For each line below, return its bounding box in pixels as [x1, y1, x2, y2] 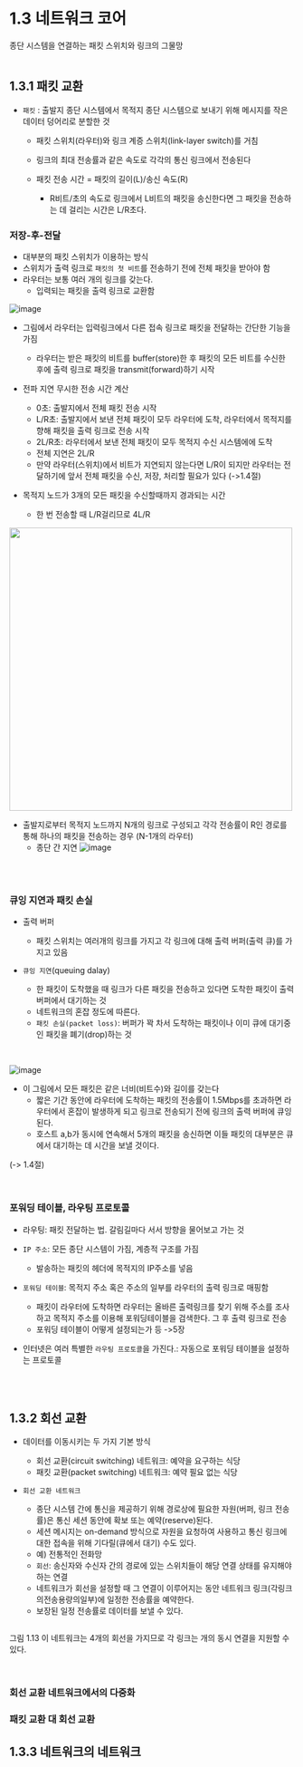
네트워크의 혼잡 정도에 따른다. [35, 1007, 140, 1018]
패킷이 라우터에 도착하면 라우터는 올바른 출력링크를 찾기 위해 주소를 [35, 1301, 273, 1312]
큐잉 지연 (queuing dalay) [22, 965, 110, 976]
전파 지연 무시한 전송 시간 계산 [22, 383, 129, 394]
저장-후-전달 [9, 228, 62, 241]
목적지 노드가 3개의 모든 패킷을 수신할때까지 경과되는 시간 [22, 490, 226, 501]
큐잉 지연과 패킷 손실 [9, 893, 93, 906]
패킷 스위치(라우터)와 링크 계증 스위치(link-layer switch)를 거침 [35, 135, 259, 146]
